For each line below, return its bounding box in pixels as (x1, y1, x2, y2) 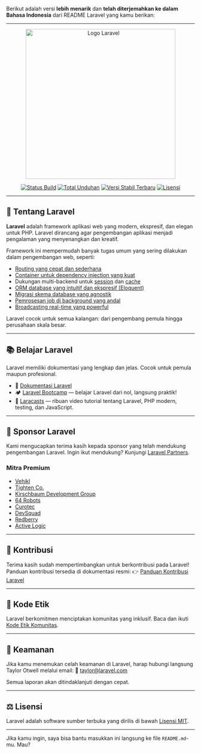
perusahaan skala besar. (6, 321, 67, 329)
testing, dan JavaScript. (14, 403, 74, 411)
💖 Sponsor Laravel (6, 427, 76, 437)
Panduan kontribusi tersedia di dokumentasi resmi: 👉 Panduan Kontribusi (6, 568, 188, 575)
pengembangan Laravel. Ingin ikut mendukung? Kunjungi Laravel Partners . (6, 449, 190, 456)
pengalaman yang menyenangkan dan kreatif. (6, 235, 119, 242)
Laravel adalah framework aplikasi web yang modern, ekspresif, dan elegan (6, 222, 193, 230)
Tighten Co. (14, 484, 44, 491)
